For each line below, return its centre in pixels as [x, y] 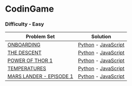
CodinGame [30, 9]
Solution [101, 36]
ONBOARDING [24, 45]
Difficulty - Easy [25, 24]
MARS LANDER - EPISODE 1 [40, 76]
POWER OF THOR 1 [30, 61]
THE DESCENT [25, 53]
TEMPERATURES [27, 69]
